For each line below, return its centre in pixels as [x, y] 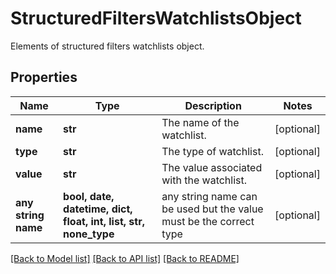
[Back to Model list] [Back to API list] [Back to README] [125, 258]
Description [213, 105]
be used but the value [212, 209]
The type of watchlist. [212, 151]
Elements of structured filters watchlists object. [107, 46]
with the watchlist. [204, 180]
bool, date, [89, 196]
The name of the [200, 122]
